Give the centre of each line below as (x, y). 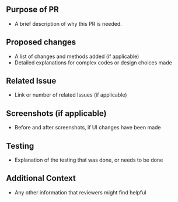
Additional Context (41, 178)
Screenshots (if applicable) (56, 113)
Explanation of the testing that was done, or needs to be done (89, 160)
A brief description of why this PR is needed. (68, 23)
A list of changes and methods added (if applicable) (77, 56)
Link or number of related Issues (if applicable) (71, 95)
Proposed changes (41, 42)
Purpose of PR (33, 10)
